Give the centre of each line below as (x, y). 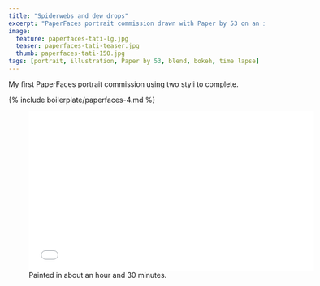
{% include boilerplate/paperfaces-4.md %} (82, 100)
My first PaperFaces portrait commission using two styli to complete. (123, 84)
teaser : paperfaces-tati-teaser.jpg (78, 46)
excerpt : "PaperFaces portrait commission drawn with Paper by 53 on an (134, 23)
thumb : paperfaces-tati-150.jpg (71, 53)
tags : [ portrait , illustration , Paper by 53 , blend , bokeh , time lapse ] (134, 62)
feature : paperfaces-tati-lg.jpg (72, 38)
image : (19, 31)
